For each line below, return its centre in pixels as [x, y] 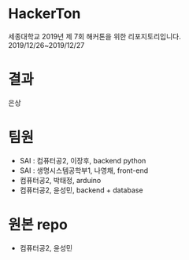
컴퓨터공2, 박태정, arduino [60, 180]
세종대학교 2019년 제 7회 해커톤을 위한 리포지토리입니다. [94, 36]
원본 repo [38, 225]
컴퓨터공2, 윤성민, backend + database [81, 190]
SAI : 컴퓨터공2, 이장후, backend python [83, 160]
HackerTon [44, 14]
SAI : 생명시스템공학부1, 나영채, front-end [84, 170]
